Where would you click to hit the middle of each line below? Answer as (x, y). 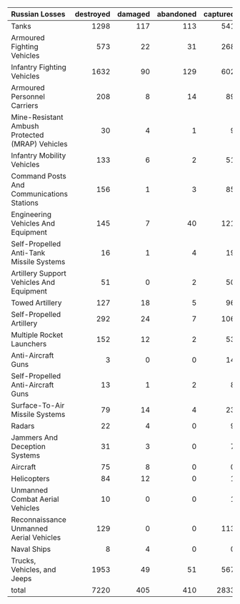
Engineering (31, 215)
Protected (27, 135)
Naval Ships (31, 549)
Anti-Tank (28, 253)
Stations (25, 203)
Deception (29, 447)
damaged (134, 14)
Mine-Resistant (37, 117)
